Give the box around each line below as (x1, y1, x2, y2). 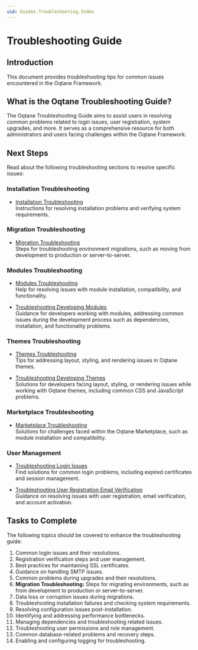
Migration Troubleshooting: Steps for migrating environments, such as (15, 580, 189, 587)
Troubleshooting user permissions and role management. (15, 624, 155, 632)
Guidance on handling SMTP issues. (15, 568, 104, 575)
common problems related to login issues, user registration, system (7, 119, 171, 126)
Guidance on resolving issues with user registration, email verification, (15, 492, 187, 499)
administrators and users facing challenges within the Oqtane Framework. (7, 131, 187, 138)
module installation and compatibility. (15, 434, 106, 441)
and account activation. (15, 499, 73, 506)
